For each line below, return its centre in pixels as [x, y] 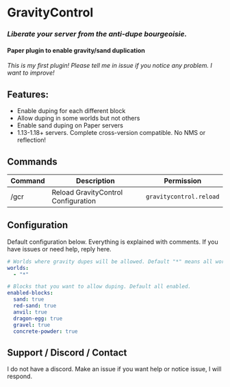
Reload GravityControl [87, 192]
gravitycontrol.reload [183, 196]
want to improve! [31, 73]
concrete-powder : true [46, 331]
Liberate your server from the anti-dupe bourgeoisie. [97, 34]
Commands [33, 161]
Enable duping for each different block [71, 111]
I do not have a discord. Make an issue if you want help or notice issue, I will [114, 369]
